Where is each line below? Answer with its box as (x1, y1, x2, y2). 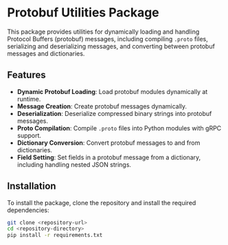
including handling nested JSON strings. (16, 160, 132, 169)
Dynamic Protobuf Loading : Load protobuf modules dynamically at (16, 87, 208, 95)
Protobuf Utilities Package (7, 5, 159, 21)
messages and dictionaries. (7, 49, 85, 58)
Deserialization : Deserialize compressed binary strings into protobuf (16, 109, 212, 117)
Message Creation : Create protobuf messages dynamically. (16, 102, 187, 110)
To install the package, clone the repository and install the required (7, 198, 196, 207)
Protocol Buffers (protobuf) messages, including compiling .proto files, (7, 34, 208, 43)
